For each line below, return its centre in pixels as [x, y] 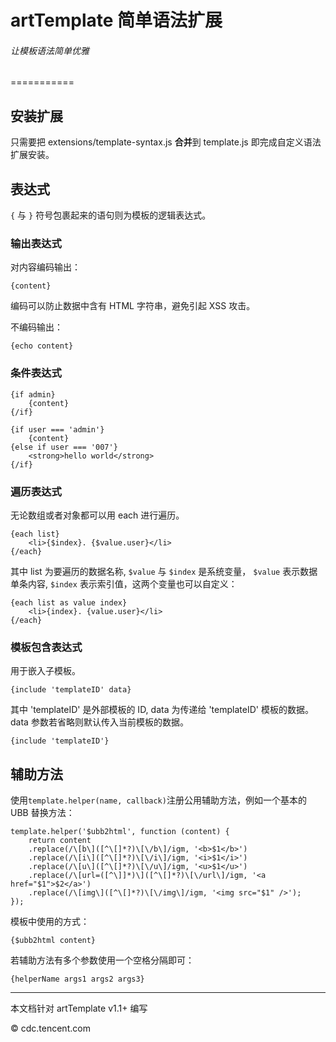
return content [60, 841]
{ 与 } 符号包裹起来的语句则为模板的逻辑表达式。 [111, 215]
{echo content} [42, 346]
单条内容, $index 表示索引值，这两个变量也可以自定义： [124, 583]
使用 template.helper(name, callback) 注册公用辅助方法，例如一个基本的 [158, 800]
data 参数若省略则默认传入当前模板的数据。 [99, 722]
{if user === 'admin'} [57, 429]
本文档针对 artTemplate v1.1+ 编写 [79, 1008]
